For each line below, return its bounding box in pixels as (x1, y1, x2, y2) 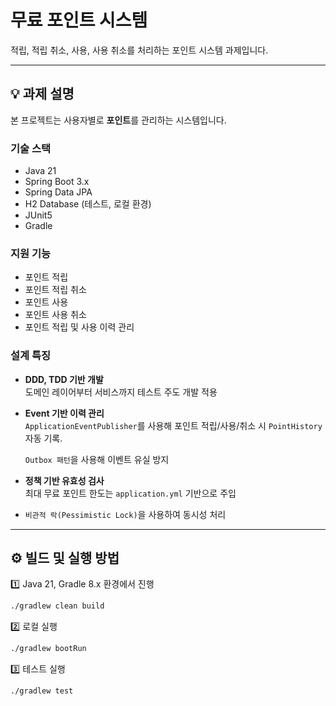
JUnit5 (24, 209, 53, 221)
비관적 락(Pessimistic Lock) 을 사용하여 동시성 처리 (24, 508, 227, 520)
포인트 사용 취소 (24, 309, 87, 321)
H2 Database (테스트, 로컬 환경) (24, 198, 152, 210)
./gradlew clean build (10, 601, 105, 611)
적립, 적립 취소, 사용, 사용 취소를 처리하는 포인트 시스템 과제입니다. (10, 44, 269, 56)
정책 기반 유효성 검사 (24, 474, 105, 486)
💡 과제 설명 (10, 86, 75, 103)
